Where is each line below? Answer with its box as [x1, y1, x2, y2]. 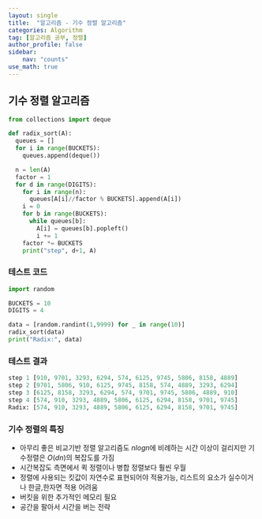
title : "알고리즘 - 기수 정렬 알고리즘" [8, 19, 126, 27]
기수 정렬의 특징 [8, 424, 65, 435]
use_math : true [8, 63, 58, 71]
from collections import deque [8, 115, 111, 123]
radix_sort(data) [8, 328, 65, 336]
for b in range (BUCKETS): [22, 210, 108, 218]
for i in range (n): [22, 188, 87, 196]
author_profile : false [8, 41, 83, 49]
